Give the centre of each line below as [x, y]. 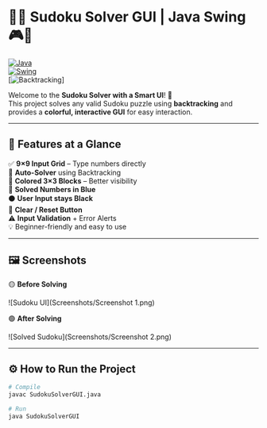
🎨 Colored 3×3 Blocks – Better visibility [73, 181]
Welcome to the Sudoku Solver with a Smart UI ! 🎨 [90, 94]
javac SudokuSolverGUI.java [55, 395]
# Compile [25, 388]
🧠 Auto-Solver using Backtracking [65, 172]
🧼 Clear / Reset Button [45, 210]
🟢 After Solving [35, 318]
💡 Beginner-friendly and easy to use [68, 226]
